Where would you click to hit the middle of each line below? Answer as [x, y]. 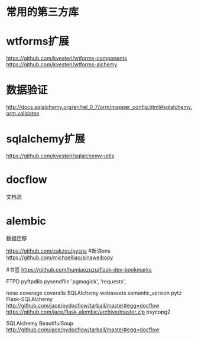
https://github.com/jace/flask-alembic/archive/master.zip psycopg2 [88, 312]
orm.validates [23, 114]
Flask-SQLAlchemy [30, 299]
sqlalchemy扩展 [46, 139]
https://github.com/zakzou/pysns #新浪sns [59, 251]
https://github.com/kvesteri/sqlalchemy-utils [60, 156]
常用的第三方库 [43, 12]
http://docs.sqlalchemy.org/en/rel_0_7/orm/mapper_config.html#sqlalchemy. [99, 107]
